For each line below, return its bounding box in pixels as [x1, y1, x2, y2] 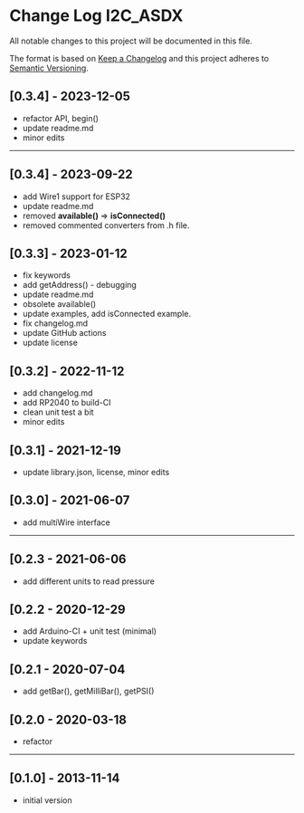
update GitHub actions [22, 328, 107, 339]
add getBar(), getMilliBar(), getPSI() [22, 685, 155, 697]
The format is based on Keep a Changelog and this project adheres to [9, 53, 270, 63]
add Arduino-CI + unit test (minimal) [22, 626, 157, 636]
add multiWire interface [22, 517, 110, 528]
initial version [22, 794, 72, 806]
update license [22, 337, 79, 349]
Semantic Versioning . [9, 62, 89, 73]
